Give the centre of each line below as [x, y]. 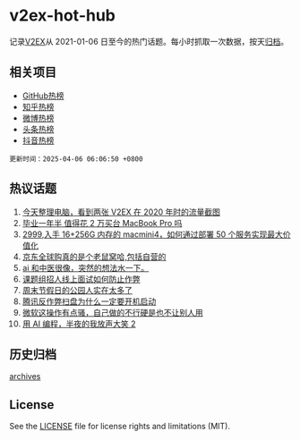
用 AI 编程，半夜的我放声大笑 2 [79, 324]
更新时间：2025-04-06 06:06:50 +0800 [76, 159]
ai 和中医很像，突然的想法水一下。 [86, 267]
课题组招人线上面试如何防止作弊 [81, 279]
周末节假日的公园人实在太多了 [77, 290]
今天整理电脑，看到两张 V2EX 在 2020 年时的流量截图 [121, 212]
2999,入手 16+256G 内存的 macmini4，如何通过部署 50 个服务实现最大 [153, 234]
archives [25, 377]
